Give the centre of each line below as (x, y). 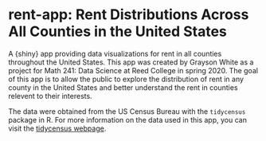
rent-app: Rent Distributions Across (129, 15)
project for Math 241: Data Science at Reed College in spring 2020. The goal (133, 70)
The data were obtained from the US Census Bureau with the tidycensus (127, 111)
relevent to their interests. (51, 96)
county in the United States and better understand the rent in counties (123, 87)
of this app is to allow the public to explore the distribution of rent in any (126, 79)
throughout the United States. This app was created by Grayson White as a (131, 62)
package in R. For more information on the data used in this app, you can (127, 119)
